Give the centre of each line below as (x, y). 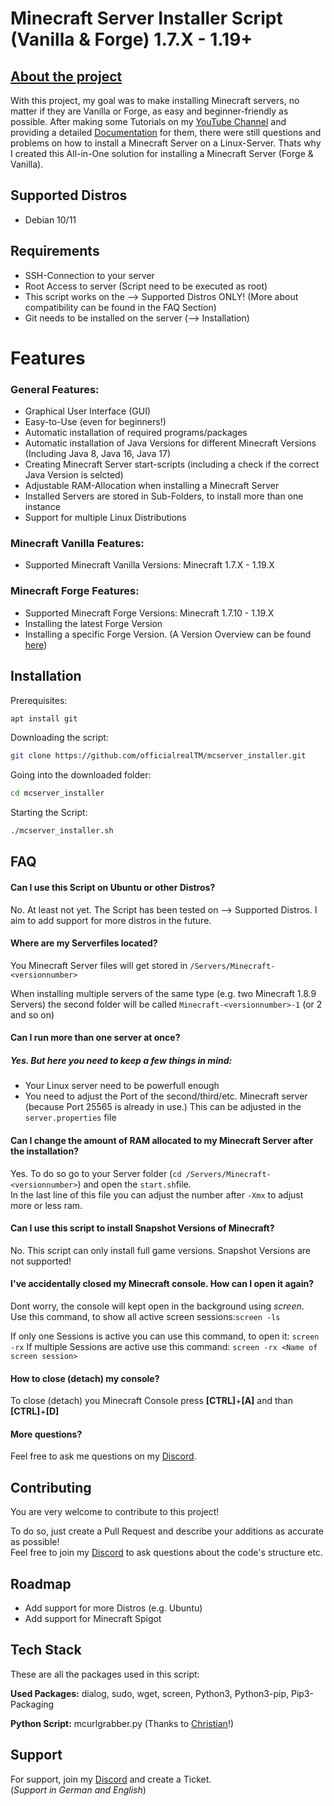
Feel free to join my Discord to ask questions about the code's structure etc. (166, 1553)
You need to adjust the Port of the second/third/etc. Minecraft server (166, 1096)
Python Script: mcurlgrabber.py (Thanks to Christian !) (122, 1723)
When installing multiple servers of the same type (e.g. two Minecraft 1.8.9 (163, 993)
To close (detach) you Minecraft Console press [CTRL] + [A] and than (151, 1401)
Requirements (55, 251)
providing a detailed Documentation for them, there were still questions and (166, 132)
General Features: (55, 389)
